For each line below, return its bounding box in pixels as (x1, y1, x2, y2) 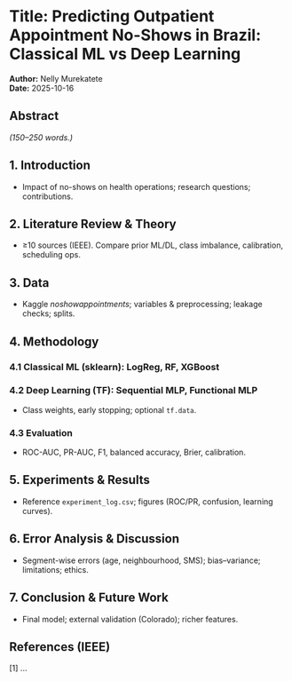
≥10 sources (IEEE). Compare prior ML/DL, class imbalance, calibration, (21, 240, 284, 250)
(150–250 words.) (9, 131, 74, 143)
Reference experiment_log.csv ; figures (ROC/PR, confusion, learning (21, 495, 273, 507)
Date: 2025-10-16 (9, 83, 75, 93)
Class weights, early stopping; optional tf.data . (21, 404, 197, 415)
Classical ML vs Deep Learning (9, 44, 241, 64)
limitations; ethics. (21, 564, 89, 574)
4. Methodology (9, 334, 99, 349)
